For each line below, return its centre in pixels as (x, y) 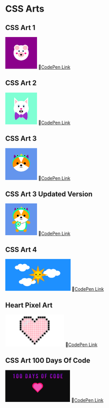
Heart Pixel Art (29, 305)
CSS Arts (25, 9)
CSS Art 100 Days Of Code (48, 360)
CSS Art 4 (21, 249)
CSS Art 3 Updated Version (49, 194)
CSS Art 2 (21, 83)
